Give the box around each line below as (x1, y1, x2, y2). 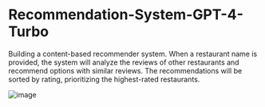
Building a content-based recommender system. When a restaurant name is (8, 49, 258, 58)
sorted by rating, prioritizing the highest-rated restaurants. (8, 74, 200, 84)
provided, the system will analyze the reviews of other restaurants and (8, 57, 239, 67)
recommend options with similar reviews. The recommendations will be (8, 65, 243, 75)
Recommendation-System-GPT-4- (8, 6, 243, 24)
